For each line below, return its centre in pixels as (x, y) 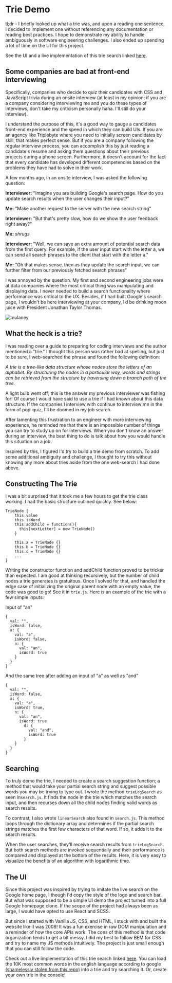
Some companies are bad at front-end (68, 72)
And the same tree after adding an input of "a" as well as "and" (72, 676)
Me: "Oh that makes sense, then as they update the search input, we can (83, 265)
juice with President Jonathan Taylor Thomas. (54, 307)
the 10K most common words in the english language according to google (83, 964)
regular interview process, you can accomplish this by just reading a (78, 145)
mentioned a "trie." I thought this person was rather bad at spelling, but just (85, 351)
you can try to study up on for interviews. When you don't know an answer (84, 430)
